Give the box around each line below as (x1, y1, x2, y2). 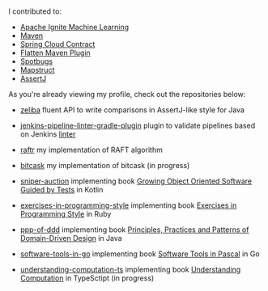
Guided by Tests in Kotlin (19, 185, 104, 194)
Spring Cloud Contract (19, 40, 96, 48)
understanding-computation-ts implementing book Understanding (19, 265, 241, 274)
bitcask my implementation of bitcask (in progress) (19, 161, 190, 170)
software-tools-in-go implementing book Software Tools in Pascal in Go (19, 249, 261, 259)
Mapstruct (19, 65, 55, 74)
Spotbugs (19, 57, 53, 66)
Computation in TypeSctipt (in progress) (19, 273, 155, 283)
